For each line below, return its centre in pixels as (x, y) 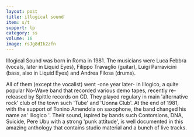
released (17, 96)
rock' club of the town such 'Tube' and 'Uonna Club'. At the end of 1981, (93, 103)
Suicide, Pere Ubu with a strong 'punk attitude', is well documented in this (95, 121)
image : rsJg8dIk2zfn (31, 44)
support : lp (20, 28)
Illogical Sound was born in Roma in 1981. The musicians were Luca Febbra (96, 60)
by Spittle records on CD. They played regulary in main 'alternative (108, 96)
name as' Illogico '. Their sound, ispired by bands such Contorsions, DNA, (95, 115)
